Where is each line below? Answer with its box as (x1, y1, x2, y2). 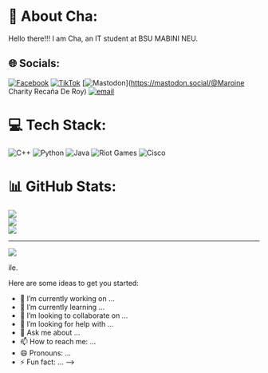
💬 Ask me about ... (19, 327, 81, 337)
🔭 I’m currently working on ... (19, 293, 115, 303)
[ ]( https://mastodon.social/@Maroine (82, 77, 245, 87)
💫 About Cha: (8, 7, 98, 26)
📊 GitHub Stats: (8, 177, 117, 195)
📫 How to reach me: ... (19, 336, 97, 346)
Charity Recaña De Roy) (8, 86, 87, 96)
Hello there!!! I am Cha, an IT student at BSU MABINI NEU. (8, 34, 198, 43)
